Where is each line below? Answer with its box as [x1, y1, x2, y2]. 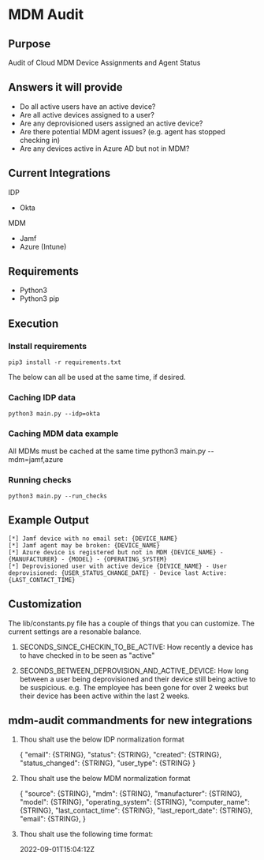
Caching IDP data [8, 392, 76, 404]
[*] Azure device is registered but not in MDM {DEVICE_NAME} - [8, 548, 224, 556]
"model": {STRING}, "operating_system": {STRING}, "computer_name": [19, 798, 251, 807]
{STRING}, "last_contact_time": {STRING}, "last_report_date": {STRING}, [19, 806, 254, 815]
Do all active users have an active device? [19, 101, 156, 111]
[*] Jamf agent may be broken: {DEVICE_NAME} [8, 541, 160, 550]
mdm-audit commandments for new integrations [8, 714, 253, 727]
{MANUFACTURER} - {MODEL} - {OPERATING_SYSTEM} [8, 555, 168, 563]
